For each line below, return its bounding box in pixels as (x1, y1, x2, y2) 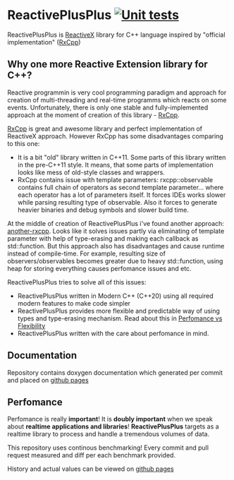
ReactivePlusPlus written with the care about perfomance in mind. (17, 329, 209, 337)
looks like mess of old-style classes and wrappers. (17, 168, 166, 176)
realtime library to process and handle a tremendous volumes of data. (7, 430, 210, 438)
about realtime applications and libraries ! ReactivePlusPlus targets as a (7, 422, 220, 431)
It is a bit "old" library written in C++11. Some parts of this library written (17, 152, 226, 162)
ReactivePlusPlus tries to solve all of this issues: (7, 277, 147, 286)
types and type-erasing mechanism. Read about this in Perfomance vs (17, 314, 223, 323)
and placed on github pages (7, 376, 90, 384)
